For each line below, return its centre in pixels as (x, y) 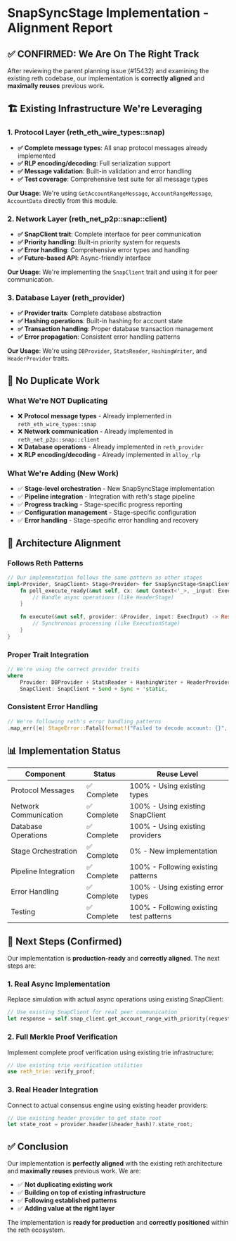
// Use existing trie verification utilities (75, 1065)
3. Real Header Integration (53, 1090)
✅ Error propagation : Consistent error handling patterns (99, 337)
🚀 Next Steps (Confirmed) (65, 941)
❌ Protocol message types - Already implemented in (94, 416)
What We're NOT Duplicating (58, 401)
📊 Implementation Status (64, 750)
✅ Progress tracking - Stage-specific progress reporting (100, 504)
